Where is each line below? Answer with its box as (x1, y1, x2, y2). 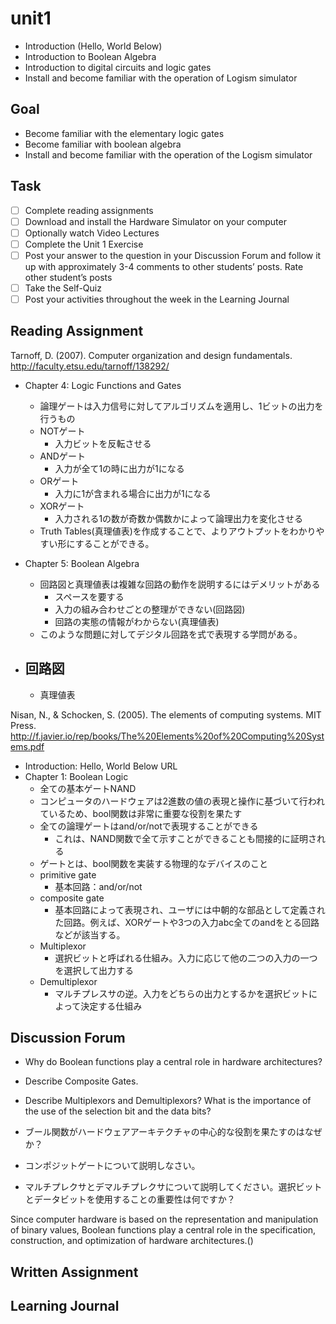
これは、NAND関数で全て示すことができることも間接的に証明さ (54, 832, 317, 844)
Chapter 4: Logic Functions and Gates (24, 379, 182, 391)
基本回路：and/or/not (54, 880, 143, 892)
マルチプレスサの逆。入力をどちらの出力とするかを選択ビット (54, 987, 309, 999)
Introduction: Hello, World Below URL (24, 760, 178, 772)
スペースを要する (54, 590, 125, 602)
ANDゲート (39, 450, 86, 462)
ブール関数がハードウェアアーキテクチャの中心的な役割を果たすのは (24, 1126, 305, 1138)
